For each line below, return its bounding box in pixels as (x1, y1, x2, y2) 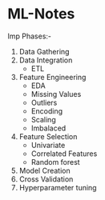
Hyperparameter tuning (18, 182, 97, 192)
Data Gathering (18, 46, 70, 56)
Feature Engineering (18, 72, 87, 82)
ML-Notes (7, 5, 75, 23)
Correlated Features (30, 149, 98, 158)
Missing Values (30, 89, 82, 98)
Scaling (30, 114, 57, 124)
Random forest (30, 157, 81, 166)
